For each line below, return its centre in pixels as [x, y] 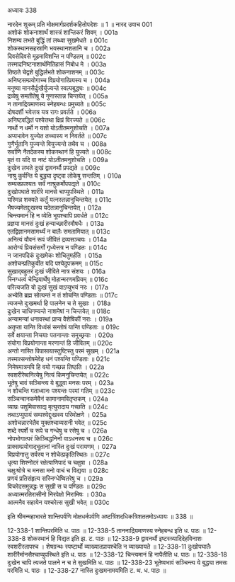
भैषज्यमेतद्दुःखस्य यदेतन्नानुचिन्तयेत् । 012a [55, 207]
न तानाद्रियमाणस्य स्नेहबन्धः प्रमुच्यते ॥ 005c [57, 104]
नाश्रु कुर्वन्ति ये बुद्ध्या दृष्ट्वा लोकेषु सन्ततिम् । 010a [64, 176]
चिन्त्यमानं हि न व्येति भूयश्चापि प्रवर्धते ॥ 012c [58, 216]
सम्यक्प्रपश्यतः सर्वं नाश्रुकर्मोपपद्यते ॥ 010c [54, 184]
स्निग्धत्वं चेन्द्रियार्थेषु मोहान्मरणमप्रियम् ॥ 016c [58, 279]
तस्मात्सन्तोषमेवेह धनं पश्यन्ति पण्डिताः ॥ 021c [59, 359]
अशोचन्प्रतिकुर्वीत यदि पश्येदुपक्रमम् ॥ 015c [55, 263]
